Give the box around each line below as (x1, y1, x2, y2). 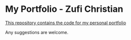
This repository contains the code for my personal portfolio (5, 20, 126, 26)
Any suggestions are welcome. (5, 29, 69, 35)
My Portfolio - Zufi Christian (5, 3, 124, 15)
